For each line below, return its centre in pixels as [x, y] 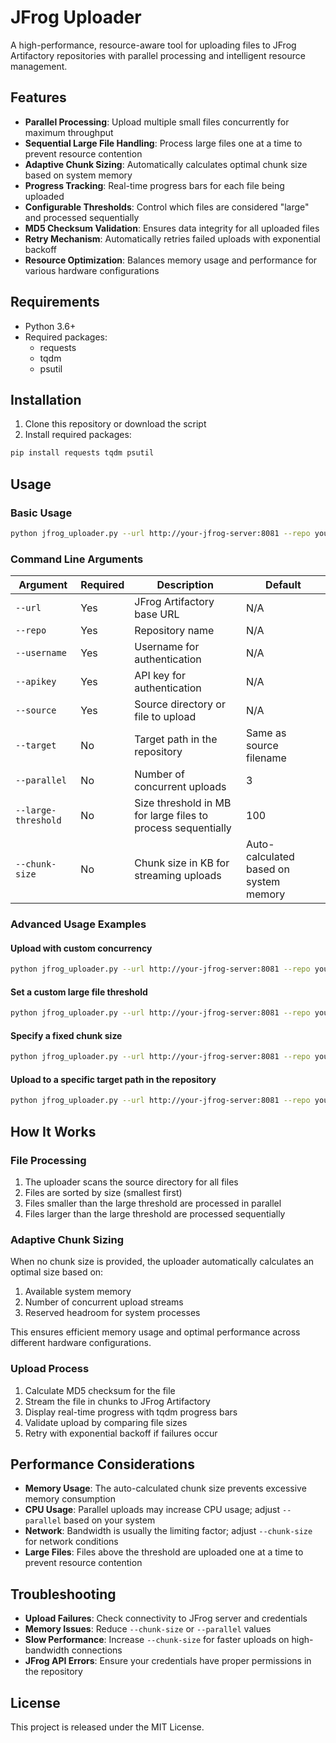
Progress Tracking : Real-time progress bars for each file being [154, 185]
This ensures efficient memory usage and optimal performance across [155, 1332]
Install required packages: [78, 435]
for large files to [171, 816]
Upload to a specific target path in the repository [113, 1079]
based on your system [109, 1520]
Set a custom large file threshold [79, 992]
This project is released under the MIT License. [107, 1727]
